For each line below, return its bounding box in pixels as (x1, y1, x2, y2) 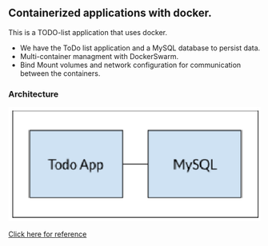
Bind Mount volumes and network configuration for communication (19, 60, 242, 69)
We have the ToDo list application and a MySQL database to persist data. (19, 43, 261, 53)
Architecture (8, 88, 59, 99)
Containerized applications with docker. (8, 6, 212, 20)
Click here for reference (8, 229, 87, 239)
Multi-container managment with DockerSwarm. (19, 51, 179, 61)
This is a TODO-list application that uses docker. (8, 27, 168, 37)
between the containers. (19, 68, 101, 78)
